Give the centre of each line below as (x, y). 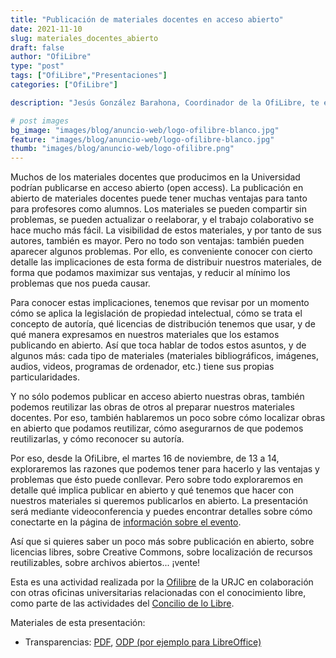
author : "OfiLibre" (51, 57)
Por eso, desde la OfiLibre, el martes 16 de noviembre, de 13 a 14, (145, 458)
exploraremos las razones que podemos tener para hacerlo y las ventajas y (165, 469)
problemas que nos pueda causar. (80, 283)
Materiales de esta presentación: (78, 623)
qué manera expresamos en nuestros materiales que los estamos (145, 335)
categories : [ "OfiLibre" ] (64, 85)
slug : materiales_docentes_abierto (84, 38)
